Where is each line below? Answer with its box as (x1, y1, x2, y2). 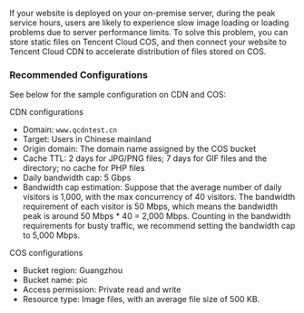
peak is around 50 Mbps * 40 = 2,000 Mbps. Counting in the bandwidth (22, 211, 291, 222)
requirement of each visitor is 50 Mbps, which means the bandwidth (22, 201, 279, 212)
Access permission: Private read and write (22, 284, 181, 295)
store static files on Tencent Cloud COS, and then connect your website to (9, 36, 288, 47)
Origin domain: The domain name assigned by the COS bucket (22, 144, 257, 155)
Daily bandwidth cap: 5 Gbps (22, 172, 132, 184)
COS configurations (9, 248, 83, 259)
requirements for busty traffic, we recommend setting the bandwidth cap (22, 221, 296, 232)
